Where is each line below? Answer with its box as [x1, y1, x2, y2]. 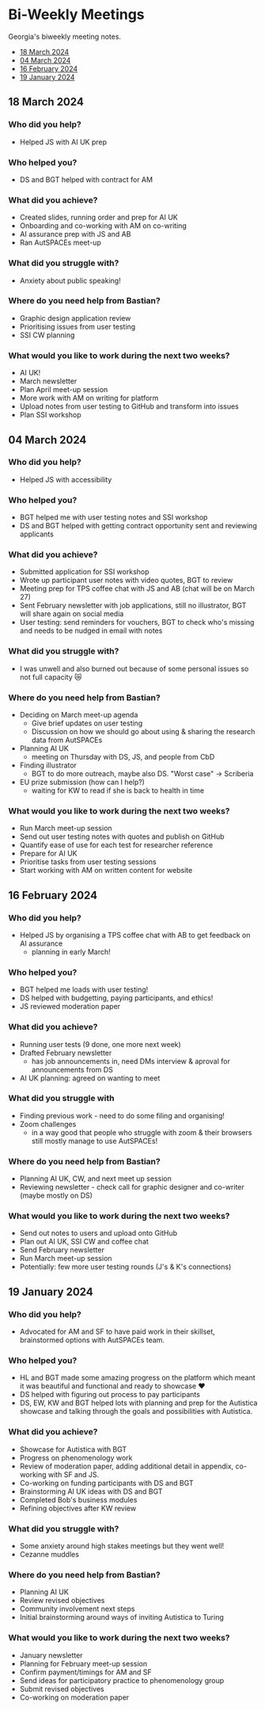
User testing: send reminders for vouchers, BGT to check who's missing [19, 618, 255, 627]
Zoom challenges [19, 1119, 77, 1129]
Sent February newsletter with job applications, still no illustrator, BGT [19, 600, 247, 611]
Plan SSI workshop [19, 410, 81, 420]
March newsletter [19, 376, 78, 386]
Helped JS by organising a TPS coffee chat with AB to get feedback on [19, 930, 251, 939]
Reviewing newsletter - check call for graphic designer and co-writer [19, 1183, 245, 1192]
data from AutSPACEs [31, 735, 103, 745]
